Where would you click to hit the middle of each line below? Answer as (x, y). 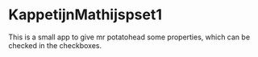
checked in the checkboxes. (55, 45)
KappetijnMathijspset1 (85, 15)
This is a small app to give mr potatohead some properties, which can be (129, 37)
